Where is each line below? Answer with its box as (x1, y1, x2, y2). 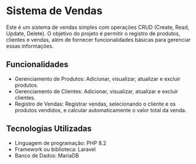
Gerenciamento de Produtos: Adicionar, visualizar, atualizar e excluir (14, 75, 181, 82)
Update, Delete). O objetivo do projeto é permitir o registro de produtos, (6, 29, 181, 37)
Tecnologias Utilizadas (6, 124, 92, 134)
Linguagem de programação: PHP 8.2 (14, 139, 107, 146)
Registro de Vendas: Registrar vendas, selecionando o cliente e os (14, 100, 176, 107)
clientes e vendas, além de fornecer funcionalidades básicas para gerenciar (6, 36, 191, 43)
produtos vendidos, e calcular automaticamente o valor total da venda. (14, 106, 187, 113)
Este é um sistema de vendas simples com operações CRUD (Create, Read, (6, 24, 190, 31)
